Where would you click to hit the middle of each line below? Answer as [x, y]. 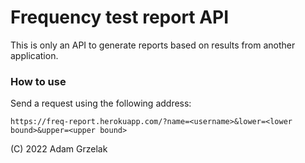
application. [34, 55]
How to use [38, 81]
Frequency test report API [120, 17]
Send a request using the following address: [101, 103]
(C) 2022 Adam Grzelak [59, 149]
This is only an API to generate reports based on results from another [153, 45]
